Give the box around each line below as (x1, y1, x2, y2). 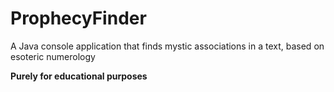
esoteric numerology (10, 50, 96, 62)
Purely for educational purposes (10, 70, 148, 82)
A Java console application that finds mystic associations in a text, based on (10, 40, 325, 52)
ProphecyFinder (10, 7, 147, 30)
